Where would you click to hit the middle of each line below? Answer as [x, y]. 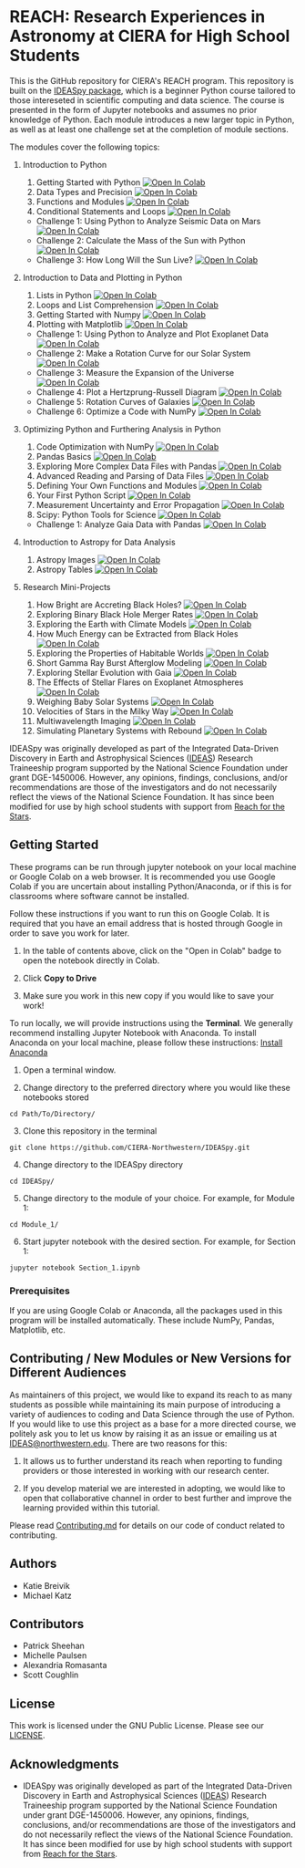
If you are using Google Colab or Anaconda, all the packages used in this [146, 1311]
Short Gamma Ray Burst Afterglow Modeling [119, 662]
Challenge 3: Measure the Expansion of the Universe [135, 372]
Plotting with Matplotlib [79, 324]
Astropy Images [66, 559]
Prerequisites [40, 1291]
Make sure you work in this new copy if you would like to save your [148, 995]
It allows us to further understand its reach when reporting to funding [152, 1460]
